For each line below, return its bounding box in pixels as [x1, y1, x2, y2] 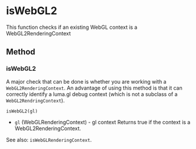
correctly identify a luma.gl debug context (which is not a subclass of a [6, 90, 178, 98]
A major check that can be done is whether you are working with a [6, 78, 167, 85]
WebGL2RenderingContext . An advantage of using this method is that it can [6, 84, 183, 91]
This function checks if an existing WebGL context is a [6, 24, 138, 31]
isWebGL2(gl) [6, 108, 38, 114]
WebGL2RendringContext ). [6, 97, 65, 104]
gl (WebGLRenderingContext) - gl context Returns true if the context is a [14, 118, 191, 125]
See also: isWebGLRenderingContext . [6, 136, 92, 143]
